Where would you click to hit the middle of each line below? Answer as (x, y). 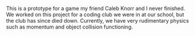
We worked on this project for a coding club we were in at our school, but (95, 15)
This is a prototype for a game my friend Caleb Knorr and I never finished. (96, 8)
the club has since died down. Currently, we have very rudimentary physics (98, 21)
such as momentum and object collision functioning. (70, 27)
